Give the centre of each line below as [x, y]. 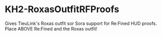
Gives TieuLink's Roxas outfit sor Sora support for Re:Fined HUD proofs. [81, 23]
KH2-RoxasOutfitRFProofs [62, 9]
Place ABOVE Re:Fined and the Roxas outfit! [51, 28]
